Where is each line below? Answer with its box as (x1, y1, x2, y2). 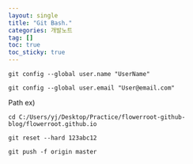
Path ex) (8, 98, 36, 107)
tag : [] (8, 33, 34, 42)
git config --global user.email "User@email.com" (8, 84, 176, 92)
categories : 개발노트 (8, 26, 73, 34)
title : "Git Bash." (8, 19, 73, 27)
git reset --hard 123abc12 (8, 134, 97, 142)
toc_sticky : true (8, 48, 66, 56)
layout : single (8, 11, 59, 20)
